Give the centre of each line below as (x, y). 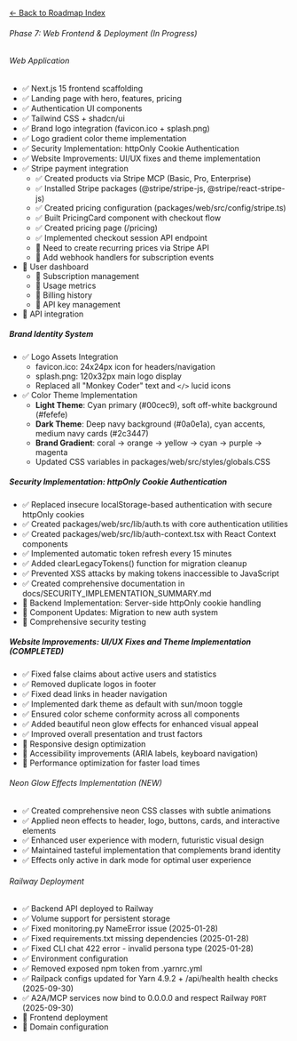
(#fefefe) (51, 414)
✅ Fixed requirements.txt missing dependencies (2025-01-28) (136, 939)
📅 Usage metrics (66, 285)
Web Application (39, 60)
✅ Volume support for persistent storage (96, 918)
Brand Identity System (51, 334)
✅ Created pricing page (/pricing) (96, 228)
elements (39, 830)
